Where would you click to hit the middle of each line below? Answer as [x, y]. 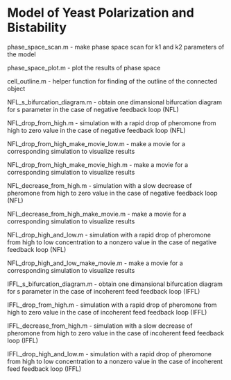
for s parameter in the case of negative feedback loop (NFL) [93, 109]
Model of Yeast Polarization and [101, 13]
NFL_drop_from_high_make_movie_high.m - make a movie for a [98, 164]
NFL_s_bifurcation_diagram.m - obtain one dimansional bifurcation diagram [114, 102]
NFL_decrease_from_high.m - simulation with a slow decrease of [100, 185]
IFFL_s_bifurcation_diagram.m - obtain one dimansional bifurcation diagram [115, 284]
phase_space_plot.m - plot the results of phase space [84, 68]
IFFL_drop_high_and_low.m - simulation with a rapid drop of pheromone [109, 354]
